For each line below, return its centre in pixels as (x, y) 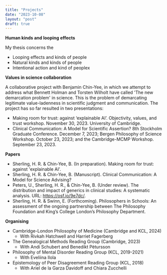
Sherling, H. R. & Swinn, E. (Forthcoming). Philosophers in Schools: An (84, 201)
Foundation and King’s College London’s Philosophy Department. (79, 212)
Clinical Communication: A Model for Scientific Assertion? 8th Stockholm (87, 129)
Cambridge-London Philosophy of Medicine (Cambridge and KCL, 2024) (87, 231)
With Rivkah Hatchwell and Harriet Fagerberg (66, 236)
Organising (17, 221)
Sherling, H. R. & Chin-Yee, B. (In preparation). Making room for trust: (83, 164)
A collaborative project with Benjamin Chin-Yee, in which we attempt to (78, 87)
